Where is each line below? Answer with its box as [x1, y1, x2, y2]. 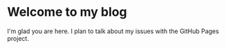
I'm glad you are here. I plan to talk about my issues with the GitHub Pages [7, 27, 219, 35]
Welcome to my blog [7, 4, 127, 20]
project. [7, 34, 30, 42]
